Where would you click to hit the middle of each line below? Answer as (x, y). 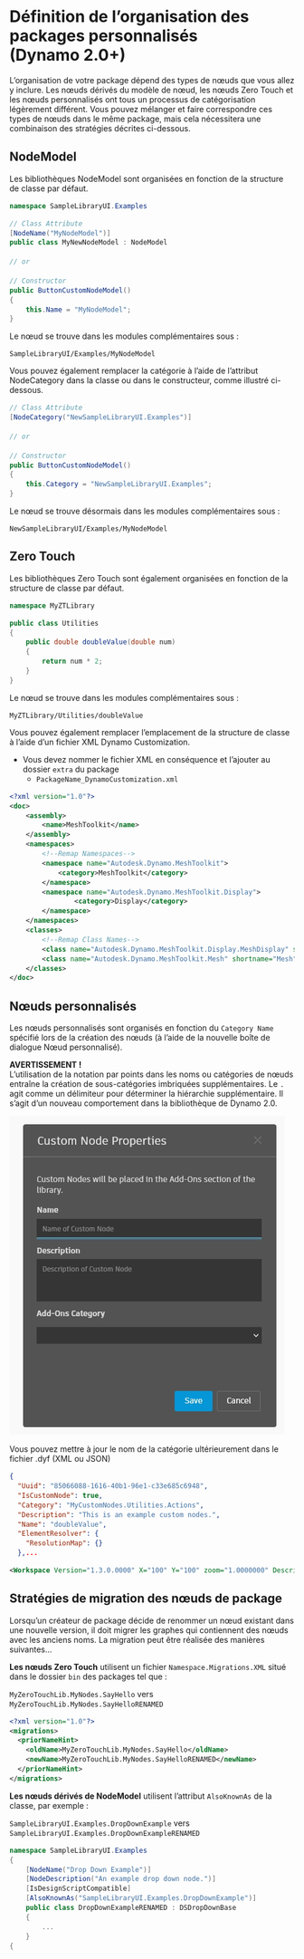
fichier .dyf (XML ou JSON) (60, 1459)
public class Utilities (54, 623)
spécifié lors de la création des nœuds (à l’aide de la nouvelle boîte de (140, 1038)
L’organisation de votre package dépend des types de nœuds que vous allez (152, 80)
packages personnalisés (104, 36)
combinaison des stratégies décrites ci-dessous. (100, 128)
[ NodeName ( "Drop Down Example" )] (89, 1869)
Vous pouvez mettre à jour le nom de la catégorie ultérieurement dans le (144, 1449)
